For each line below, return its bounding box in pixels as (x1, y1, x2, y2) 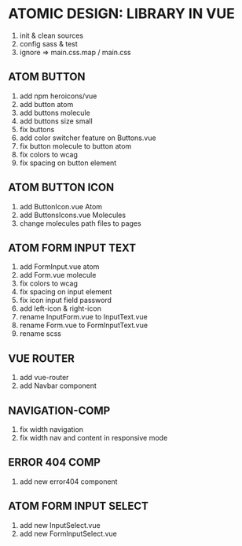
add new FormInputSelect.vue (19, 529, 118, 538)
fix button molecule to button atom (19, 141, 132, 150)
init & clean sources (19, 31, 84, 40)
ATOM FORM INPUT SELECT (8, 500, 149, 513)
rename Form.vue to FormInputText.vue (19, 320, 148, 330)
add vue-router (19, 373, 69, 382)
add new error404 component (19, 477, 118, 486)
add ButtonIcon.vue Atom (19, 201, 103, 211)
